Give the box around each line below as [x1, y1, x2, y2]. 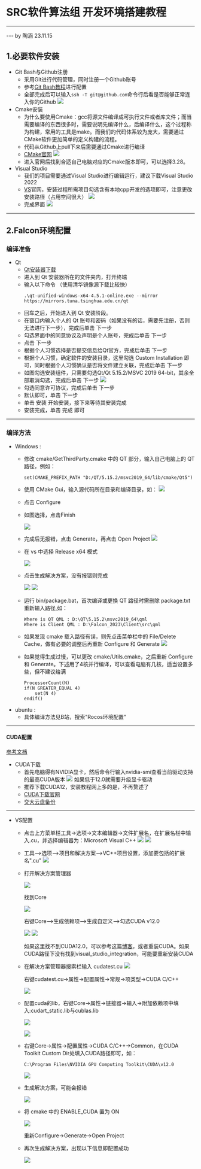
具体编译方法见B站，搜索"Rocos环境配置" [23, 713, 127, 720]
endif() [23, 696, 43, 702]
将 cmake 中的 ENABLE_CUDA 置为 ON [23, 1108, 120, 1115]
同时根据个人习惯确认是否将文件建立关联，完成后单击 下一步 [34, 362, 183, 369]
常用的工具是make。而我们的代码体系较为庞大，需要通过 [44, 128, 184, 135]
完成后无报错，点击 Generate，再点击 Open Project [23, 535, 151, 542]
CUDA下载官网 [23, 791, 60, 798]
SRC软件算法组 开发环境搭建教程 [6, 5, 167, 19]
